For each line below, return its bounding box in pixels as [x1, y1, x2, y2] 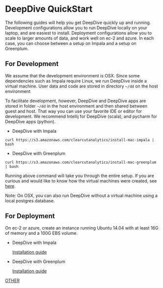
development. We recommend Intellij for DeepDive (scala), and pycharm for [5, 113, 158, 119]
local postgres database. [5, 198, 55, 203]
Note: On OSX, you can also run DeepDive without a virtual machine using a [5, 192, 158, 199]
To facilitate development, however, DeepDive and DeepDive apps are [5, 98, 146, 104]
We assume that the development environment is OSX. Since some [5, 72, 140, 79]
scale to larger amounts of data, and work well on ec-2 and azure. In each [5, 35, 154, 41]
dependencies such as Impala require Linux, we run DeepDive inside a [5, 78, 147, 84]
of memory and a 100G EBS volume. [5, 230, 78, 236]
